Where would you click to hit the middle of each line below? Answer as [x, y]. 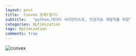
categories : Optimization [33, 24]
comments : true [21, 34]
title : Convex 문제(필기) [32, 15]
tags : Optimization [26, 29]
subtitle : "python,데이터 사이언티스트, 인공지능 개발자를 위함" [69, 19]
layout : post [19, 10]
